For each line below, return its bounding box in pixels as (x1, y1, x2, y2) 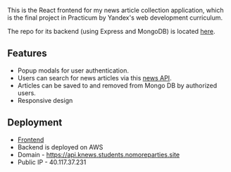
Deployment (7, 116, 63, 129)
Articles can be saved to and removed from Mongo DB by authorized (17, 81, 218, 90)
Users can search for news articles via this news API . (17, 73, 172, 82)
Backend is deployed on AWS (17, 142, 104, 151)
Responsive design (17, 96, 73, 104)
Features (7, 47, 47, 59)
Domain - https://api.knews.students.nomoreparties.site (17, 150, 180, 159)
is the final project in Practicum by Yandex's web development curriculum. (7, 13, 223, 22)
